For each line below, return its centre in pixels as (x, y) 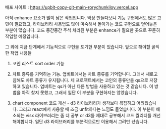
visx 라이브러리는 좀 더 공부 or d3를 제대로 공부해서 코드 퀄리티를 (89, 115)
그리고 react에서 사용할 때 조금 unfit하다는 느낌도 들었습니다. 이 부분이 (87, 109)
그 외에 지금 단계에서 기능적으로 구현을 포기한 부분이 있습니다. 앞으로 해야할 (78, 47)
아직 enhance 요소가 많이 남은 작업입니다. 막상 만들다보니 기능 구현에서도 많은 (81, 18)
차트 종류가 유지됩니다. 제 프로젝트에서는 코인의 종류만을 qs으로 (87, 80)
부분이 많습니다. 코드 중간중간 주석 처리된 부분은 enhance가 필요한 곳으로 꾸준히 (83, 30)
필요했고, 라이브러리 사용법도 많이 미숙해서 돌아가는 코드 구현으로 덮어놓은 (86, 24)
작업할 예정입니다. (23, 36)
